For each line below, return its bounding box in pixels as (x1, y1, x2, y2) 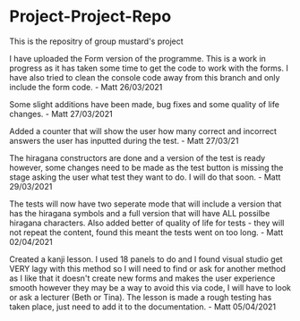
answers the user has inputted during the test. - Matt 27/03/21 (9, 135, 239, 146)
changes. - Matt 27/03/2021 (9, 108, 114, 119)
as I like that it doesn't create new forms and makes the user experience (9, 273, 276, 283)
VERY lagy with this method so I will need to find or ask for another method (9, 263, 287, 274)
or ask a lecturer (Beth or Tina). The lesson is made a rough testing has (9, 291, 272, 302)
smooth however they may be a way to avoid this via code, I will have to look (9, 282, 291, 292)
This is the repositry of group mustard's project (9, 36, 184, 46)
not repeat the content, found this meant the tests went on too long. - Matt (9, 226, 284, 238)
